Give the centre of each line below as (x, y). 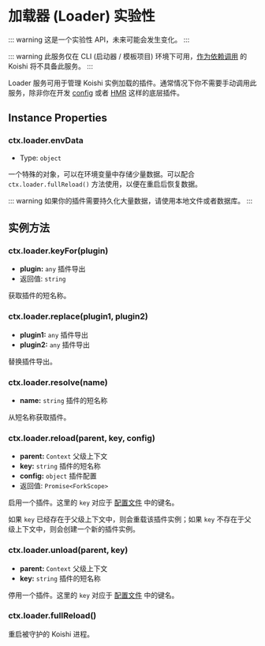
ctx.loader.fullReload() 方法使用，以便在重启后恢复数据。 (105, 184)
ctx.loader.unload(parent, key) (68, 551)
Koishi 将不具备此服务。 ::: (50, 66)
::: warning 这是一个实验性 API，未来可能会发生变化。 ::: (99, 39)
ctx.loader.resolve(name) (58, 382)
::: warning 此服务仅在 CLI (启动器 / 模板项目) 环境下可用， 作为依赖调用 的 (128, 56)
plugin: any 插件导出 (52, 269)
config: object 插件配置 (58, 476)
